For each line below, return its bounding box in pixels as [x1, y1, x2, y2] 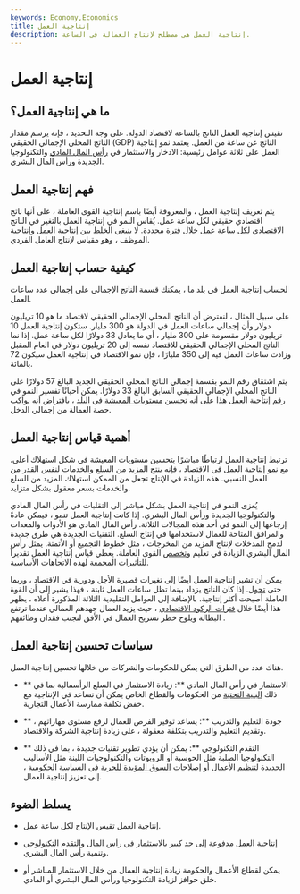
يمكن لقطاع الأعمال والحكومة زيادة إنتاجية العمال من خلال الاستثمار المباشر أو [22, 864, 280, 875]
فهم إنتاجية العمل [10, 182, 95, 197]
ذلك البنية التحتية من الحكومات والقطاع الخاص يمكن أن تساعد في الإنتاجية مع [22, 688, 278, 699]
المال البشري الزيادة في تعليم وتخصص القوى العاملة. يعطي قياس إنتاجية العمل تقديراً [10, 547, 291, 558]
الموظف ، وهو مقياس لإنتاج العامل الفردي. [10, 234, 150, 245]
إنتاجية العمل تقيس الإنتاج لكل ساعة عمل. [22, 821, 162, 831]
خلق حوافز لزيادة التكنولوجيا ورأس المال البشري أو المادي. [22, 874, 217, 885]
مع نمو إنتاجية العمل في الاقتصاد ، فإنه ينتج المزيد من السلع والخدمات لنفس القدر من [10, 463, 289, 474]
